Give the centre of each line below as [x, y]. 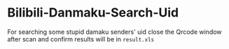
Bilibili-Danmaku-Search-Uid [93, 13]
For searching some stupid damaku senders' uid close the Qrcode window [114, 32]
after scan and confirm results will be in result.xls [81, 39]
